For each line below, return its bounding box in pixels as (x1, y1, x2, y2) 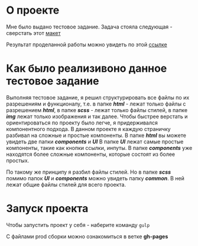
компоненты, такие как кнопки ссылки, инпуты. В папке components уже (6, 144, 193, 151)
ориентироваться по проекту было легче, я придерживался (6, 119, 158, 126)
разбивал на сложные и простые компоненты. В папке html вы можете (6, 132, 186, 139)
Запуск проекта (6, 202, 89, 215)
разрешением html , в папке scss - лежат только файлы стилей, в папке (6, 106, 188, 113)
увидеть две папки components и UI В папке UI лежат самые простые (6, 138, 184, 145)
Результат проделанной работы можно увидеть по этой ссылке (6, 41, 167, 48)
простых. (6, 156, 30, 164)
